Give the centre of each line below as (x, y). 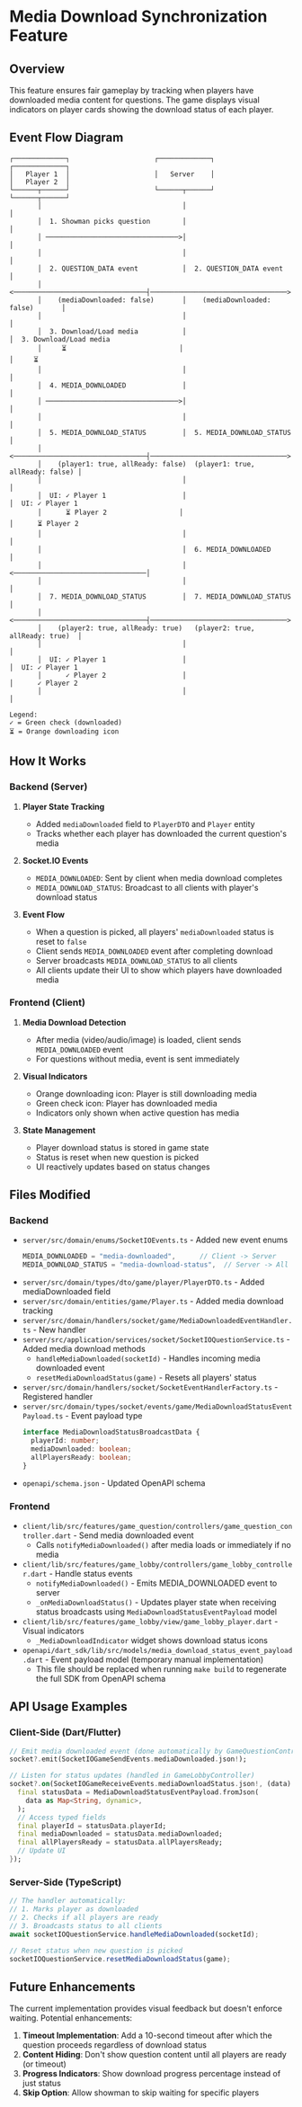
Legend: (24, 715)
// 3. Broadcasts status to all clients (86, 1925)
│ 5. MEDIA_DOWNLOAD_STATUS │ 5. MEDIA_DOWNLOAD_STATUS (164, 432)
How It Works (48, 761)
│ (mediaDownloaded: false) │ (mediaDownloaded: (154, 300)
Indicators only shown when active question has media (138, 1113)
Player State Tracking (63, 806)
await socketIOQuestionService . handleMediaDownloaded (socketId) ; (134, 1934)
